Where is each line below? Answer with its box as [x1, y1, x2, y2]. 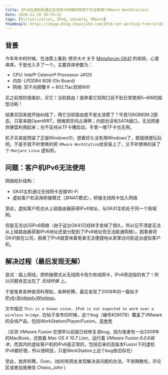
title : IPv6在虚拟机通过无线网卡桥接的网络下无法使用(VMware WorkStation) [5, 7, 149, 13]
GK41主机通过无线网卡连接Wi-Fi [12, 188, 78, 194]
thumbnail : [5, 21, 28, 27]
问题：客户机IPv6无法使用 [5, 164, 85, 172]
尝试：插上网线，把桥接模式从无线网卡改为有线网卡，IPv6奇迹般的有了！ [5, 272, 155, 278]
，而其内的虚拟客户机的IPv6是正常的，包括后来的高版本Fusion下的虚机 [9, 341, 155, 347]
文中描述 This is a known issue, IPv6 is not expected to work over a [5, 305, 154, 311]
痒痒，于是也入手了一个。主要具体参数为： [5, 62, 93, 68]
